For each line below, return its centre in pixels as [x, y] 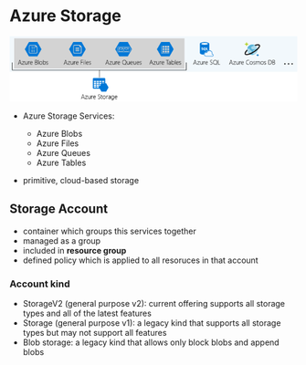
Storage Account [58, 209]
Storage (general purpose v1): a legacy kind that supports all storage [152, 323]
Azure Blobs [59, 133]
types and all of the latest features [87, 313]
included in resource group [74, 250]
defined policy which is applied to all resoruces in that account [140, 260]
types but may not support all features [95, 332]
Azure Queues [63, 152]
